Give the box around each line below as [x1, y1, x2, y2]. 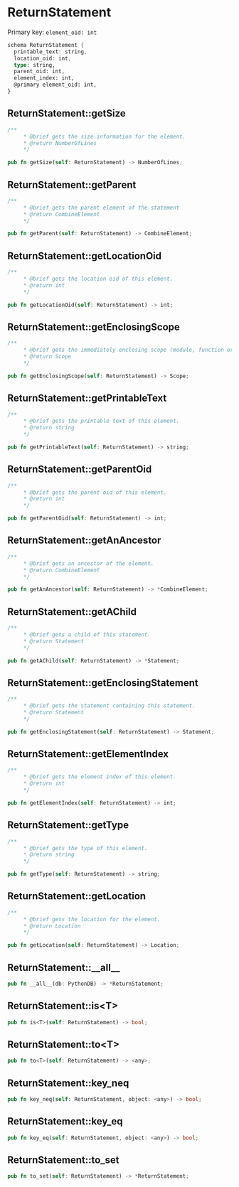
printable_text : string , [14, 48, 87, 55]
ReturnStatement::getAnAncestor [7, 535, 161, 547]
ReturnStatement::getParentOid [7, 463, 152, 476]
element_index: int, [14, 75, 75, 82]
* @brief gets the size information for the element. [23, 133, 186, 140]
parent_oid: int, [14, 68, 65, 75]
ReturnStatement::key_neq [7, 1077, 129, 1089]
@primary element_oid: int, [14, 81, 97, 89]
